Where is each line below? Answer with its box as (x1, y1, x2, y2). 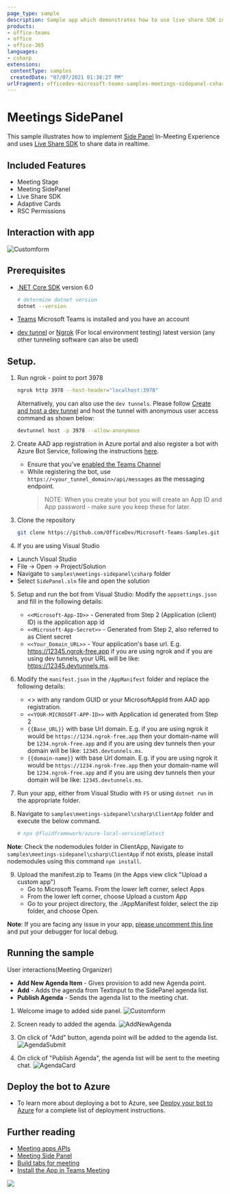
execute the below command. (16, 817, 101, 825)
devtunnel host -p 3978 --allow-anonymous (16, 427, 140, 434)
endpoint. (27, 481, 55, 490)
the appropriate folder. (16, 796, 81, 804)
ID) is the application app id (27, 618, 105, 626)
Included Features (7, 159, 86, 171)
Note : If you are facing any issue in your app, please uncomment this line (7, 920, 214, 928)
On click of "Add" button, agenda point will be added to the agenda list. (16, 1033, 218, 1041)
